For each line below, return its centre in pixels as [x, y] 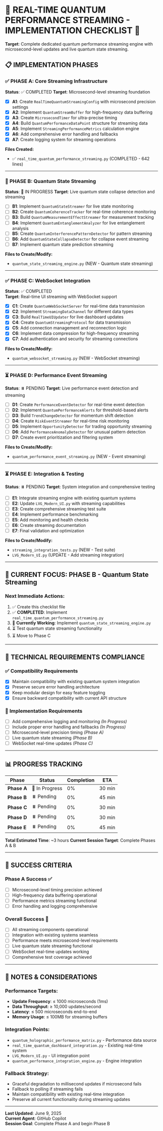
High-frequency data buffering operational [55, 895]
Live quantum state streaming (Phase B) [52, 738]
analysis [20, 228]
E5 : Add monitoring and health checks [50, 520]
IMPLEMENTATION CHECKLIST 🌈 [73, 31]
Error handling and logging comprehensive [55, 906]
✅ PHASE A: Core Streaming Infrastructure [56, 81]
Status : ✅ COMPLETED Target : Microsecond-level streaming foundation [78, 92]
